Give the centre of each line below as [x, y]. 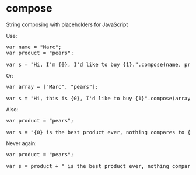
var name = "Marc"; [34, 47]
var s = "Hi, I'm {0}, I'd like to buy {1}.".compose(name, [94, 64]
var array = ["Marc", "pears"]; [52, 87]
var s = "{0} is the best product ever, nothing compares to [95, 132]
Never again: [21, 143]
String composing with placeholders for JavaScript [67, 24]
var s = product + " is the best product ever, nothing [87, 166]
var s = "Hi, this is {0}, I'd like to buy [69, 98]
